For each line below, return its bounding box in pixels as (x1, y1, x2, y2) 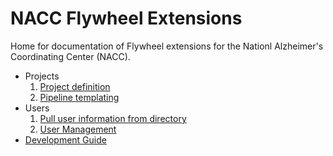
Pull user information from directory (39, 112, 187, 124)
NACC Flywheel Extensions (10, 7, 243, 30)
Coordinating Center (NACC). (10, 50, 131, 62)
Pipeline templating (39, 91, 120, 103)
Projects (24, 70, 60, 82)
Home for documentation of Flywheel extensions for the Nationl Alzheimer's (10, 40, 324, 52)
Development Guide (24, 133, 107, 146)
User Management (39, 123, 117, 135)
